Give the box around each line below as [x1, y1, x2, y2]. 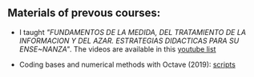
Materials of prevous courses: [7, 6, 161, 20]
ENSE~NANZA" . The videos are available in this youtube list [18, 44, 216, 54]
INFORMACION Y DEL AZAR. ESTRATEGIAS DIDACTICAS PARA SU [18, 36, 240, 45]
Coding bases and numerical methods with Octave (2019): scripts [18, 60, 236, 69]
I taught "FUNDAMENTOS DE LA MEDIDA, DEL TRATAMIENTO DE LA [18, 27, 246, 37]
